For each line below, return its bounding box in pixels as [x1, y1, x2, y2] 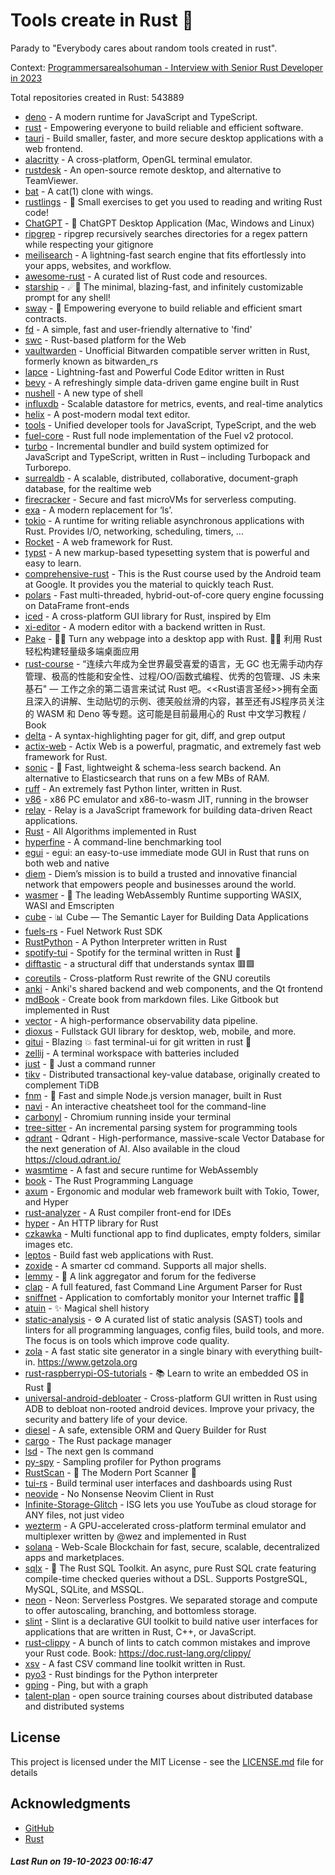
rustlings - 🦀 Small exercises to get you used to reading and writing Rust [24, 195, 323, 208]
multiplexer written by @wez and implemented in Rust [24, 1530, 247, 1542]
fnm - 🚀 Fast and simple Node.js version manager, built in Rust [24, 1089, 282, 1101]
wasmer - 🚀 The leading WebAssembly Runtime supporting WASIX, [24, 889, 302, 901]
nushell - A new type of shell [24, 387, 143, 399]
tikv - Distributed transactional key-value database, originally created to [24, 1068, 321, 1080]
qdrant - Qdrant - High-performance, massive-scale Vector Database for [24, 1132, 325, 1144]
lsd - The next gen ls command [24, 1445, 154, 1457]
